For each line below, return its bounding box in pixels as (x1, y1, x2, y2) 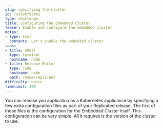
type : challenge (5, 16, 38, 21)
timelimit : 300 (5, 84, 36, 89)
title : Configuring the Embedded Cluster (5, 20, 91, 26)
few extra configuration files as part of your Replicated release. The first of (5, 103, 155, 109)
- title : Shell (5, 48, 36, 53)
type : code (9, 66, 32, 71)
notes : (5, 30, 19, 35)
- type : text (5, 35, 32, 39)
